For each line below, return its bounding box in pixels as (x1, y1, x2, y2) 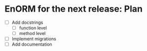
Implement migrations (11, 36, 56, 42)
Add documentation (11, 41, 52, 47)
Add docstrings (11, 19, 43, 25)
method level (19, 31, 46, 36)
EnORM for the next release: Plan (4, 3, 143, 15)
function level (19, 25, 47, 31)
